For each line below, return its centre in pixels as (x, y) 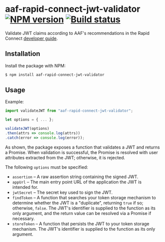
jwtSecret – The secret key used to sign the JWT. (62, 192)
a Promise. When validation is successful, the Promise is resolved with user (82, 152)
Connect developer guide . (32, 38)
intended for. (25, 187)
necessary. (23, 218)
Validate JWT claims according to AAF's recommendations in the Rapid (77, 33)
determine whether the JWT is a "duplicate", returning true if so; (78, 203)
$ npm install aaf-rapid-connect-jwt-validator (55, 75)
